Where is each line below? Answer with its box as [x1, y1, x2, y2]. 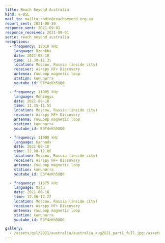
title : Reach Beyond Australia [5, 7, 69, 12]
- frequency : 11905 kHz [9, 89, 58, 94]
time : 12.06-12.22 [14, 194, 52, 200]
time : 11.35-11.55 [14, 103, 52, 108]
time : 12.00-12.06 [14, 149, 52, 154]
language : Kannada [14, 139, 52, 144]
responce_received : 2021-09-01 [5, 30, 69, 35]
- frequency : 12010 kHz [9, 44, 58, 49]
